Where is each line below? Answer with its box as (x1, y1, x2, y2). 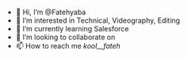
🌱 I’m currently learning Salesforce (15, 24, 129, 33)
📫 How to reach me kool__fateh (15, 42, 121, 50)
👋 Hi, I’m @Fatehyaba (15, 8, 86, 16)
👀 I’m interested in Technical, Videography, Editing (15, 16, 181, 25)
